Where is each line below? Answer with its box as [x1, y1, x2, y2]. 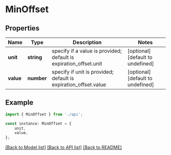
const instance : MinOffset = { [5, 121, 72, 126]
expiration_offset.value [51, 81, 106, 88]
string [27, 54, 42, 60]
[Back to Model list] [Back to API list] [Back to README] [5, 144, 122, 150]
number [27, 75, 47, 82]
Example [5, 98, 34, 107]
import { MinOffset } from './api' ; [5, 112, 83, 117]
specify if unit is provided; [51, 69, 114, 75]
